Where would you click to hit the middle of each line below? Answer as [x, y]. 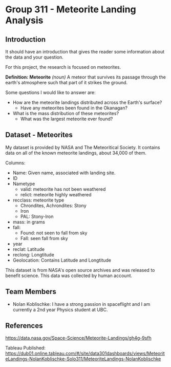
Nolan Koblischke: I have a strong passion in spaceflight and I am [81, 304]
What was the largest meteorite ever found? [67, 119]
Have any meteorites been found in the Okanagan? [74, 108]
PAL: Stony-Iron [37, 216]
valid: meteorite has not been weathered [63, 189]
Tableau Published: [26, 348]
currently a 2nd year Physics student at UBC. [60, 309]
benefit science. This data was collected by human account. [69, 276]
